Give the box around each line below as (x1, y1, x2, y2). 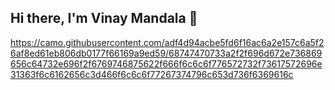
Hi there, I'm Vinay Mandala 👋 (10, 10, 198, 27)
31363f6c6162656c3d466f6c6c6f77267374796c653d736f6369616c (10, 68, 294, 80)
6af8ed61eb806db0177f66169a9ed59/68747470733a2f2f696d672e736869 (10, 47, 323, 59)
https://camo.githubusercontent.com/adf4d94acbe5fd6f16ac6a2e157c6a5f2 (10, 36, 325, 48)
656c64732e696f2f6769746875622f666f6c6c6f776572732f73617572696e (10, 57, 323, 70)
